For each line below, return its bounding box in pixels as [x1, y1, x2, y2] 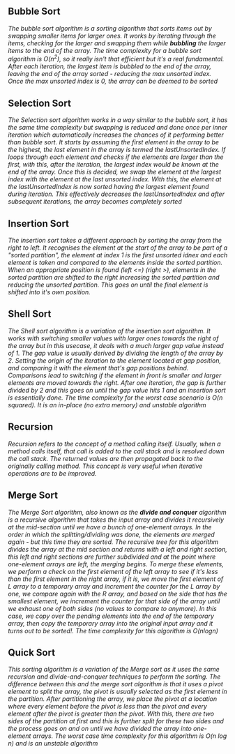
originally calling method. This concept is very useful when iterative [8, 462, 203, 470]
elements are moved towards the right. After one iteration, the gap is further [8, 378, 227, 386]
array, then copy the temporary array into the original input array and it [8, 619, 213, 627]
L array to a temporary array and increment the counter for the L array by [8, 582, 220, 590]
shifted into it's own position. [8, 288, 91, 296]
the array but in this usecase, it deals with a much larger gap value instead [8, 341, 224, 349]
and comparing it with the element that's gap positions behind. [8, 363, 189, 372]
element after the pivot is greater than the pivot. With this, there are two [8, 709, 215, 718]
